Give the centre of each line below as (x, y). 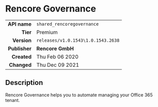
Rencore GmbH (55, 48)
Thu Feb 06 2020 (57, 57)
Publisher (20, 48)
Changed (20, 65)
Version (22, 40)
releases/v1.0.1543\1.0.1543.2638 (78, 40)
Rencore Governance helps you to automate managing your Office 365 (79, 95)
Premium (47, 32)
